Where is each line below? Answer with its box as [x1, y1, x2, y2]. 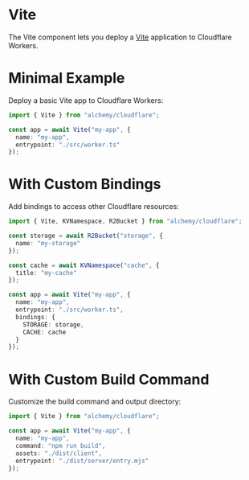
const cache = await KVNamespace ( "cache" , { [8, 261, 160, 269]
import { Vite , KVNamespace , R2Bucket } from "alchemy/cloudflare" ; [8, 217, 243, 226]
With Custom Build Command [8, 370, 210, 388]
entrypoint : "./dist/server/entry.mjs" [15, 457, 149, 465]
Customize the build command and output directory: [8, 396, 182, 407]
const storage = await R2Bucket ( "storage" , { [8, 232, 163, 240]
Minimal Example [8, 69, 125, 88]
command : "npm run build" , [15, 441, 106, 449]
